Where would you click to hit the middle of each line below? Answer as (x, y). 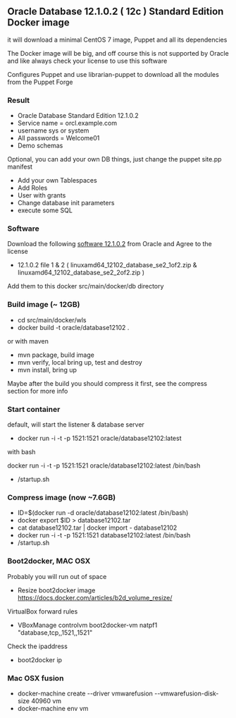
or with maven (28, 341)
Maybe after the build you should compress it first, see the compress (107, 383)
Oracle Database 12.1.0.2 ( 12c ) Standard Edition (116, 12)
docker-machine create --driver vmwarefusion (85, 693)
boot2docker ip (39, 659)
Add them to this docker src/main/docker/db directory (86, 286)
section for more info (38, 391)
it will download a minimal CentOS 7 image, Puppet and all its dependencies (117, 39)
